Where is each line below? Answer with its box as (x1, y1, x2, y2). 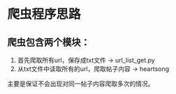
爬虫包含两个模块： (7, 36, 90, 48)
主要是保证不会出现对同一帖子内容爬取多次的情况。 (7, 79, 154, 88)
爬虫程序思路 (7, 6, 82, 22)
